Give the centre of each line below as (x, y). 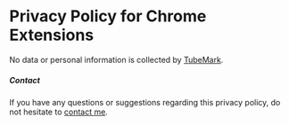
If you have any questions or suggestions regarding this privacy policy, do (145, 102)
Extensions (52, 35)
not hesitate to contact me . (59, 112)
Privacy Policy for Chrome (108, 16)
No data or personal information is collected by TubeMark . (116, 59)
